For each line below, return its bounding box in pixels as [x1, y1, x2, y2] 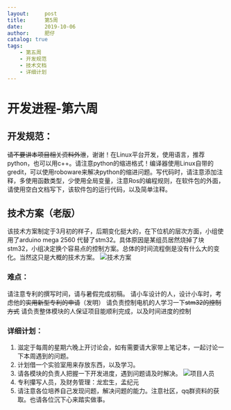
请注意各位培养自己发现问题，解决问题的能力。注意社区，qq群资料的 [17, 386, 214, 395]
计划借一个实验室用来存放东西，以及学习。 [17, 360, 139, 369]
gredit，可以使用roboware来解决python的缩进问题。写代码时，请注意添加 [7, 168, 217, 176]
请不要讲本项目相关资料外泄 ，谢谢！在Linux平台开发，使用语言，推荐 [7, 150, 205, 159]
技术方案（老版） [7, 207, 80, 219]
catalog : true [7, 36, 49, 43]
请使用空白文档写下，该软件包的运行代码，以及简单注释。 [7, 185, 171, 194]
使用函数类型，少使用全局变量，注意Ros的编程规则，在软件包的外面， [25, 176, 225, 184]
